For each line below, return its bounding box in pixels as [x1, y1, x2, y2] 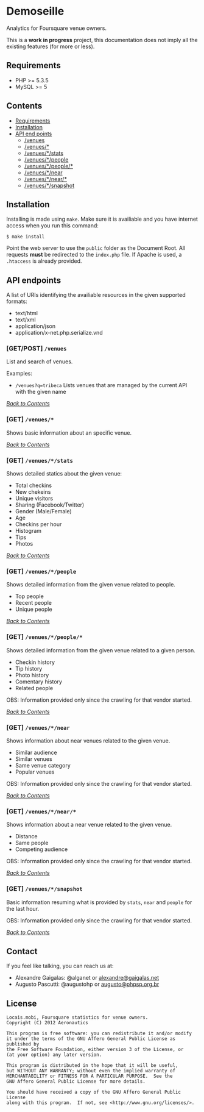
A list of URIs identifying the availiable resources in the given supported [6, 291, 186, 299]
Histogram [15, 527, 41, 535]
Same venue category [15, 761, 71, 769]
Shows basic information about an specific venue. [6, 429, 132, 437]
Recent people [15, 599, 52, 607]
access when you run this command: [6, 222, 99, 229]
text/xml [15, 316, 36, 324]
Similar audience [15, 749, 57, 756]
